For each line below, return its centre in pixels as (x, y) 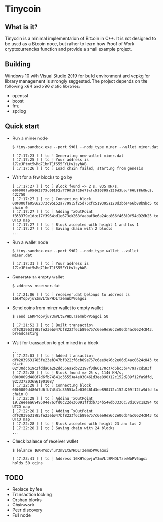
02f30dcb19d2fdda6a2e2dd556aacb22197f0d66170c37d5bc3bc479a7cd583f (82, 368)
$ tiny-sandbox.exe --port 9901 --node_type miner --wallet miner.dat (85, 147)
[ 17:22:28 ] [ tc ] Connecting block (51, 385)
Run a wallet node (30, 242)
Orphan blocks (27, 500)
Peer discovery (27, 510)
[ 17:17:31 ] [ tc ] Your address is (50, 263)
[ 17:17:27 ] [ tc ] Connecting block (51, 199)
